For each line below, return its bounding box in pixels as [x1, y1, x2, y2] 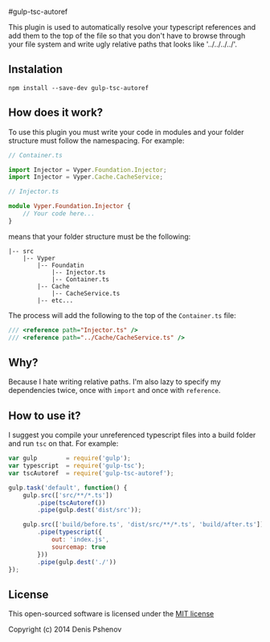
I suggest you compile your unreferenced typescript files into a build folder [8, 430, 256, 440]
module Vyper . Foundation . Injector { [8, 202, 131, 211]
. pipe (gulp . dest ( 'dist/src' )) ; [37, 506, 142, 514]
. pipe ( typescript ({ [37, 528, 103, 537]
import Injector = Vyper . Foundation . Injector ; [8, 166, 167, 174]
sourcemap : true [51, 542, 106, 551]
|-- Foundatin [37, 261, 84, 269]
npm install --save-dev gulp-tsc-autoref [8, 84, 149, 92]
